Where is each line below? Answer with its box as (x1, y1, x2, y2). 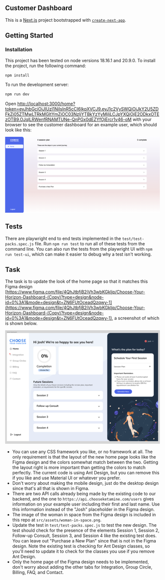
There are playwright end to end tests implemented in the (5, 235, 121, 241)
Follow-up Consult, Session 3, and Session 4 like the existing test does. (12, 533, 157, 539)
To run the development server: (5, 81, 69, 88)
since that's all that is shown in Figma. (12, 486, 89, 492)
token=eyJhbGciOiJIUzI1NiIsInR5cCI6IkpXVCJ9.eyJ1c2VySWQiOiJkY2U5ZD (5, 106, 159, 112)
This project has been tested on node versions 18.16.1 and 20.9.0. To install (5, 57, 156, 63)
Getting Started (5, 32, 54, 40)
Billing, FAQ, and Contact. (12, 570, 64, 576)
